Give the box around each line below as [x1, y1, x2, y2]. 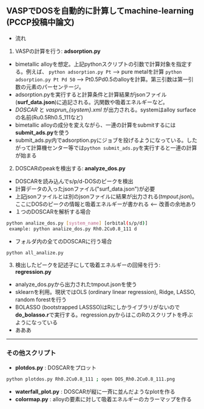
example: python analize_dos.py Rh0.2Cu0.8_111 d [8, 226, 137, 232]
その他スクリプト [6, 349, 56, 357]
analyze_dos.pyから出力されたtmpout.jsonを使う [15, 281, 137, 288]
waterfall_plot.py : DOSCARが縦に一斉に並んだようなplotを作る [15, 388, 175, 395]
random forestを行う [15, 296, 67, 303]
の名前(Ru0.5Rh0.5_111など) [15, 113, 83, 121]
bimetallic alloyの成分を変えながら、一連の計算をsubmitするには [15, 121, 176, 128]
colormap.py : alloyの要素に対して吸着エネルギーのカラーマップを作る [15, 395, 192, 403]
